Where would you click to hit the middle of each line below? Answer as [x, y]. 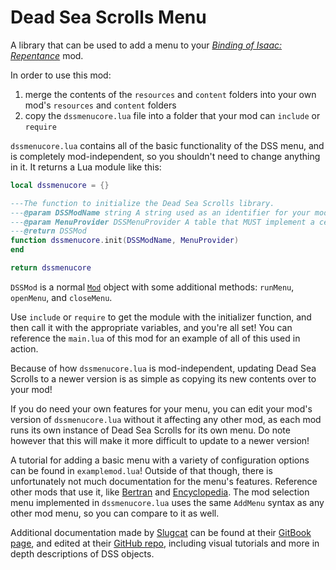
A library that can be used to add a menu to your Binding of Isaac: [146, 45]
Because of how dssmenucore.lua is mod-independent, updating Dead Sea [163, 368]
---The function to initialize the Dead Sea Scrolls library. [142, 203]
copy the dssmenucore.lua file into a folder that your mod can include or [172, 115]
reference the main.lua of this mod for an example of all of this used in [155, 338]
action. [24, 348]
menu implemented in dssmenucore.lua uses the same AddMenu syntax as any [167, 502]
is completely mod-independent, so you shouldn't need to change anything [165, 156]
